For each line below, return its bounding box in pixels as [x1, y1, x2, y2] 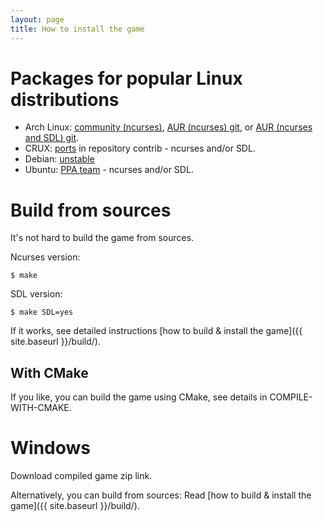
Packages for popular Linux [10, 67, 243, 90]
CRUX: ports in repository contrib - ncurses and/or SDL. [24, 142, 256, 155]
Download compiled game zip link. [10, 470, 153, 482]
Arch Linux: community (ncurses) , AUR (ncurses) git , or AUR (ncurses [24, 121, 313, 133]
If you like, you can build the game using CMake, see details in [10, 391, 268, 403]
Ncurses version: [10, 251, 81, 263]
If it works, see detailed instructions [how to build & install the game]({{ [10, 325, 303, 337]
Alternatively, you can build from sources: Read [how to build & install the [10, 489, 312, 501]
